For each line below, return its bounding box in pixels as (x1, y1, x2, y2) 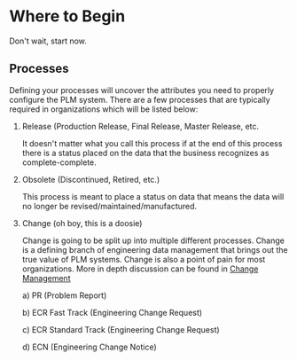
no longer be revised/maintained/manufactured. (21, 200, 198, 211)
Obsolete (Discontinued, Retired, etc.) (21, 174, 160, 184)
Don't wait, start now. (9, 35, 87, 46)
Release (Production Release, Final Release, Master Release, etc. (21, 121, 260, 131)
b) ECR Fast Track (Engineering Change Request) (21, 307, 202, 318)
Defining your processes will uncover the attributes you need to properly (9, 84, 275, 95)
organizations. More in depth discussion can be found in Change (21, 263, 259, 274)
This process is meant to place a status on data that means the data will (21, 191, 285, 201)
